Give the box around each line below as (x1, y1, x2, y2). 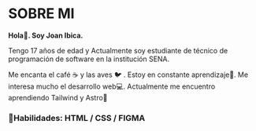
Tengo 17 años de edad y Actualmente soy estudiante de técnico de (8, 45, 228, 55)
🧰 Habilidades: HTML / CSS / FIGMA (8, 112, 146, 123)
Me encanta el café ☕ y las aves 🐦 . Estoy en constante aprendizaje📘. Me (8, 70, 249, 79)
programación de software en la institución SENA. (8, 54, 170, 64)
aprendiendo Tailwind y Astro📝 (8, 93, 108, 102)
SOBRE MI (8, 5, 75, 23)
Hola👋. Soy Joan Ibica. (8, 31, 83, 40)
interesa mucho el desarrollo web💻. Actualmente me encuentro (8, 82, 216, 91)
